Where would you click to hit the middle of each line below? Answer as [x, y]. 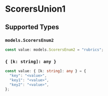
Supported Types [32, 27]
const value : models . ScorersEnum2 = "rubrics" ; [54, 50]
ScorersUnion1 [35, 9]
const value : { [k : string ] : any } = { [46, 71]
